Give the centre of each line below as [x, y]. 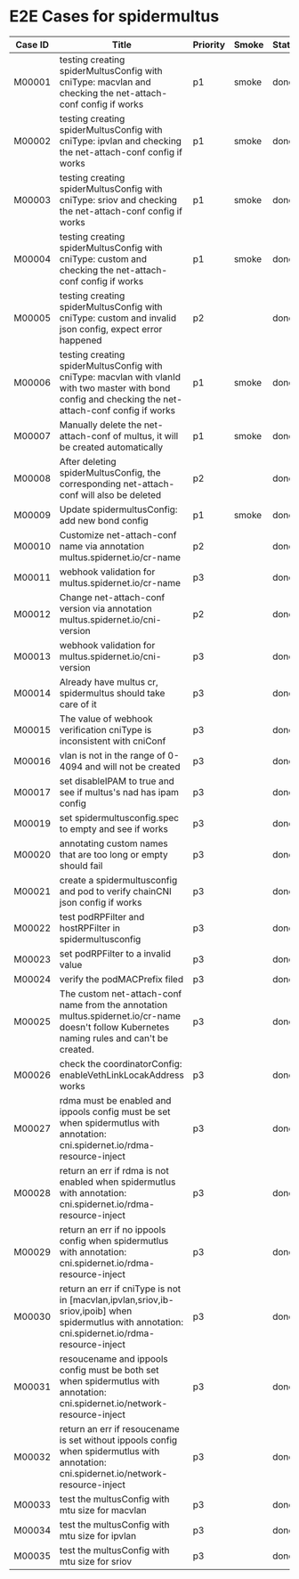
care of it [78, 704]
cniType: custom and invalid [117, 318]
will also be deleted [121, 494]
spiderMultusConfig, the [110, 472]
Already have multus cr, [109, 681]
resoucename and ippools [113, 1358]
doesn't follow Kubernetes [114, 1027]
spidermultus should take [112, 693]
